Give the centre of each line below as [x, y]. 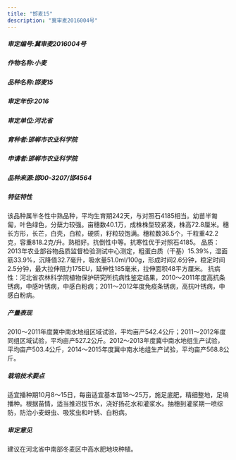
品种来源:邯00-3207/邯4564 [50, 178]
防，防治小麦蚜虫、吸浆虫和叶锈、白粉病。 [69, 413]
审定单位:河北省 [30, 120]
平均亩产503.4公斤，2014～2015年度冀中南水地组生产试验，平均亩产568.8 [115, 349]
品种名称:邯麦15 [30, 82]
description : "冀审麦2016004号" [53, 20]
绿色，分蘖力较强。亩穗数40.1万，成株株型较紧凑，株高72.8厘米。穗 [130, 225]
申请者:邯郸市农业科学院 [42, 159]
